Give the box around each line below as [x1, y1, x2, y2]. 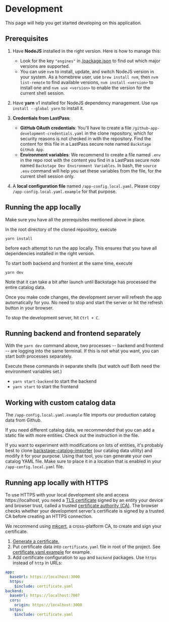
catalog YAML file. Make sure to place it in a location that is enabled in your [5, 459, 161, 465]
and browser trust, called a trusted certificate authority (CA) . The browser [5, 503, 159, 509]
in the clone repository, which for [84, 130, 153, 136]
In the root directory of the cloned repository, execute [5, 226, 117, 232]
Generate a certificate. [12, 538, 60, 544]
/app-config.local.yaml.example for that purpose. [12, 188, 117, 194]
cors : [10, 598, 22, 603]
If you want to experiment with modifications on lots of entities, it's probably [5, 442, 163, 448]
